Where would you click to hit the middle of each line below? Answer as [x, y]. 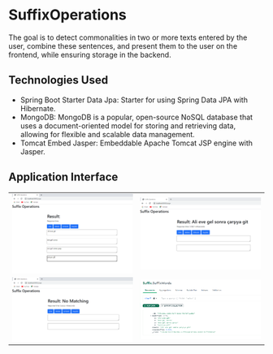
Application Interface [63, 177]
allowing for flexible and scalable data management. [107, 134]
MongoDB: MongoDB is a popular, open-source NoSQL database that [136, 117]
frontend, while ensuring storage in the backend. [90, 54]
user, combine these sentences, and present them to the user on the [123, 45]
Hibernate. [38, 108]
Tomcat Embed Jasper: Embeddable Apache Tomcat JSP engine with [136, 143]
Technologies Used [58, 80]
